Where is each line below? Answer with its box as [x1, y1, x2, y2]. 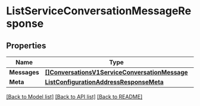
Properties [6, 40, 46, 51]
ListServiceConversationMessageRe [6, 4, 192, 18]
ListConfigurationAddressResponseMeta [45, 78, 164, 86]
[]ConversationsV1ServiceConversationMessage [45, 68, 189, 76]
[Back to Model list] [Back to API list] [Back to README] [6, 93, 143, 100]
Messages [9, 68, 40, 76]
